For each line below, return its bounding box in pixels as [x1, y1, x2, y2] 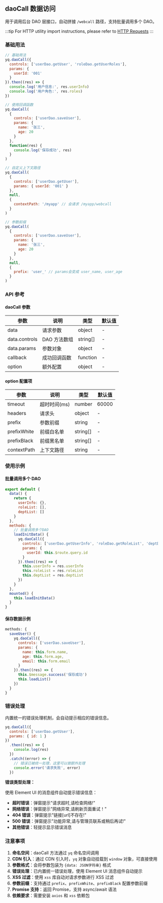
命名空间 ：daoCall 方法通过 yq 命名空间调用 [12, 850, 99, 856]
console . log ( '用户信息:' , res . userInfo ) [9, 84, 89, 89]
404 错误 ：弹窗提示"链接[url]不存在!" [12, 812, 86, 818]
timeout [7, 401, 25, 408]
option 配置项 [5, 378, 33, 384]
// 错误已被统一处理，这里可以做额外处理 [14, 761, 86, 766]
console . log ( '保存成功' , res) [14, 148, 72, 153]
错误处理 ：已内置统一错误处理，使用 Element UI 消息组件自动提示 [12, 868, 143, 874]
